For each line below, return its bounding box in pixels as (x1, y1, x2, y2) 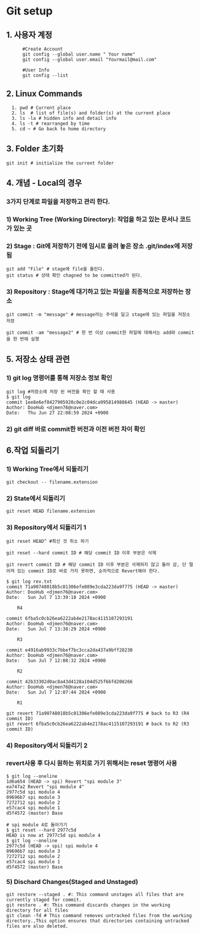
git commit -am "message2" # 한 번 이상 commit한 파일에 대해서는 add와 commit (6, 330, 195, 336)
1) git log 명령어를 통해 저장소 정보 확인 (6, 374, 112, 382)
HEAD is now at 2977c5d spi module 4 (6, 832, 101, 838)
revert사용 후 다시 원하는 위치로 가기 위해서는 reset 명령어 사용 (6, 759, 177, 768)
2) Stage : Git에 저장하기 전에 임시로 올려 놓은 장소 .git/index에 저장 (6, 242, 193, 250)
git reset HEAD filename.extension (6, 508, 95, 515)
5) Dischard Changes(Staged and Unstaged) (6, 878, 138, 886)
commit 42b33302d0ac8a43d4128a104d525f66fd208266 (6, 679, 133, 685)
